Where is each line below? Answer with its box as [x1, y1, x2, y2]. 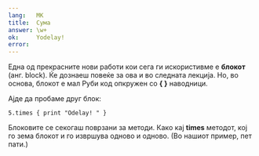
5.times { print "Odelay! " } [8, 109, 108, 118]
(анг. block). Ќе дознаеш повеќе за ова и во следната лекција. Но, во [8, 71, 239, 80]
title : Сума [8, 19, 51, 27]
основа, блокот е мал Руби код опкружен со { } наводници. [8, 79, 208, 89]
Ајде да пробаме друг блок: [8, 94, 102, 103]
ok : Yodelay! [8, 33, 65, 42]
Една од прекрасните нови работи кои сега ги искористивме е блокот [8, 62, 246, 71]
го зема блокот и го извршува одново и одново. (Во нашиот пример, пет [8, 131, 253, 141]
